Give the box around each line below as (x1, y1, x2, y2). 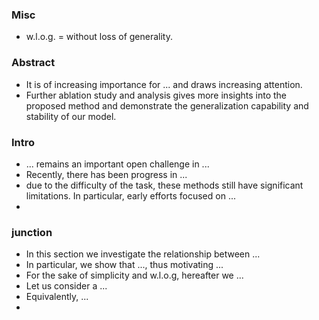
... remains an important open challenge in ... (25, 158, 210, 170)
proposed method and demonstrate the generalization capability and (25, 99, 309, 112)
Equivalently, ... (25, 291, 89, 303)
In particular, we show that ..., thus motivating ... (25, 259, 224, 271)
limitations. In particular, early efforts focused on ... (25, 189, 236, 202)
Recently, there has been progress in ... (25, 168, 188, 180)
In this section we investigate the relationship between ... (25, 248, 261, 260)
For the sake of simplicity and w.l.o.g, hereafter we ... (25, 269, 244, 282)
